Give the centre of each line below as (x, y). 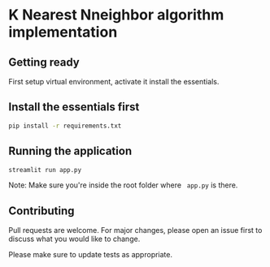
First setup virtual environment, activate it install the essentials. (114, 82)
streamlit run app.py (45, 170)
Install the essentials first (74, 107)
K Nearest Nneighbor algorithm (116, 15)
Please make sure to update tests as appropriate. (91, 255)
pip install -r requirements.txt (65, 126)
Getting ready (44, 62)
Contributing (41, 211)
